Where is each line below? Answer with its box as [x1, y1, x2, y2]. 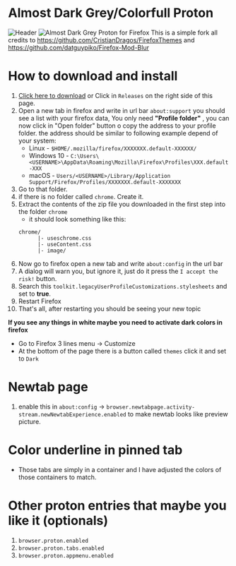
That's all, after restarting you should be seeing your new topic [18, 304, 201, 313]
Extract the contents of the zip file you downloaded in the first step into [18, 200, 225, 208]
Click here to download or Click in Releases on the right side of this [18, 91, 213, 100]
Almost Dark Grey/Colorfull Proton [8, 5, 214, 21]
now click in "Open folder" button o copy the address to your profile [18, 121, 216, 130]
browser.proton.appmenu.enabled [18, 552, 114, 559]
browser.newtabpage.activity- [106, 404, 195, 411]
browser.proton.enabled [18, 537, 89, 544]
